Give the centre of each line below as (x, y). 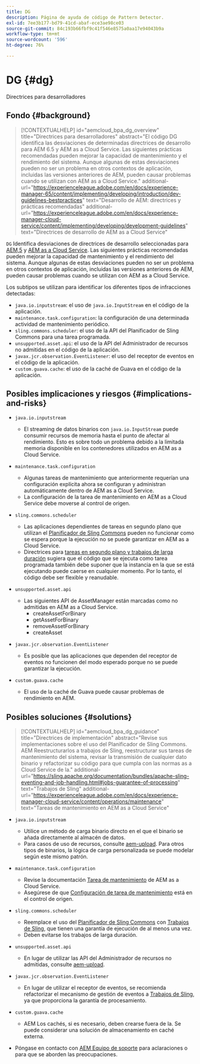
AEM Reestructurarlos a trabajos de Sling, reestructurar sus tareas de (106, 750)
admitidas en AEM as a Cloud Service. (71, 607)
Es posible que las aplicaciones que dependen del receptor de (100, 656)
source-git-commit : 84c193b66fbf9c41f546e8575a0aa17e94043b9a (85, 28)
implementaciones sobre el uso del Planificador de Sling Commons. (104, 745)
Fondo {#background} (48, 115)
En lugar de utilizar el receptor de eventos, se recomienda (95, 988)
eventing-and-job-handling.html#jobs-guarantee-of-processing (99, 782)
